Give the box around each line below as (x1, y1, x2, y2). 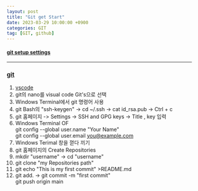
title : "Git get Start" (6, 14, 65, 20)
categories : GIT (6, 25, 46, 31)
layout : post (6, 8, 39, 15)
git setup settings (6, 48, 51, 56)
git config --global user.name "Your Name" (15, 126, 119, 133)
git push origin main (15, 177, 63, 185)
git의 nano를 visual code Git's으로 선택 (15, 91, 107, 98)
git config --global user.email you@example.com (15, 132, 134, 139)
